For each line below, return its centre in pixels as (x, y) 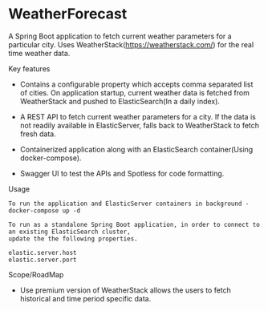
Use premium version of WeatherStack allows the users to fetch (125, 290)
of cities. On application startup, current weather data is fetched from (135, 92)
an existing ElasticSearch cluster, (69, 232)
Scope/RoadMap (36, 274)
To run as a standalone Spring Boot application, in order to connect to (134, 224)
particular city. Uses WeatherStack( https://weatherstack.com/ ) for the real (131, 44)
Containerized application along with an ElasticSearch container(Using (136, 149)
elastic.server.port (43, 260)
